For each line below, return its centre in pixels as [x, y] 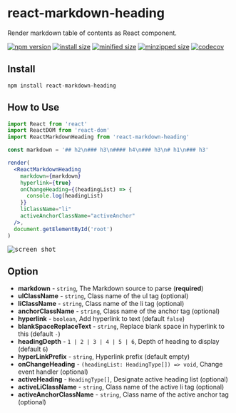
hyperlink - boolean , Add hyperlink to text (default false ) [101, 319]
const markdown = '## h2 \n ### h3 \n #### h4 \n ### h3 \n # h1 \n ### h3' [108, 150]
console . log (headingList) [65, 196]
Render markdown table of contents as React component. [92, 33]
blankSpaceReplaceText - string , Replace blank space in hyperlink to [121, 327]
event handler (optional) [53, 372]
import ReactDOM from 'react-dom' [59, 131]
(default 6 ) [33, 349]
